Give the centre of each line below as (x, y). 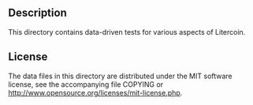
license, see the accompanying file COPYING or (86, 84)
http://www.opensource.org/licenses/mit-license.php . (95, 92)
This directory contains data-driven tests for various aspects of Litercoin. (127, 32)
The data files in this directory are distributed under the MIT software (120, 76)
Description (37, 13)
